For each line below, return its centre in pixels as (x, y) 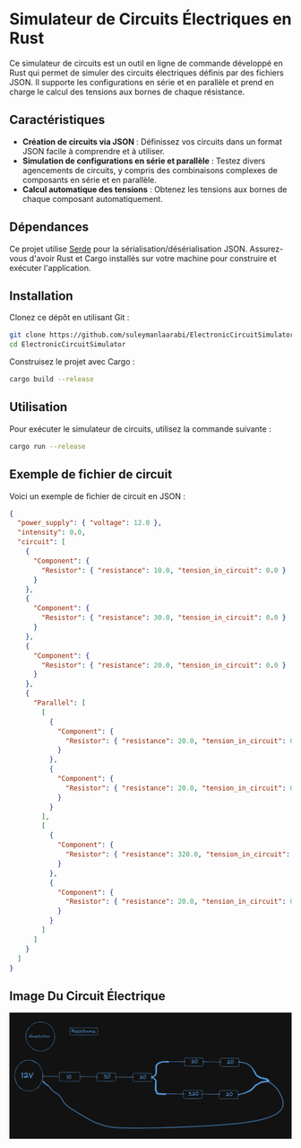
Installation (41, 296)
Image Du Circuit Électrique (87, 996)
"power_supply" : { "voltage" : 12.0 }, (90, 523)
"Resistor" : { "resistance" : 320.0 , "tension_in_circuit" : (178, 854)
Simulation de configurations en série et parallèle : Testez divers (144, 161)
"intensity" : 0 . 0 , (52, 533)
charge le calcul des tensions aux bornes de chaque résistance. (127, 92)
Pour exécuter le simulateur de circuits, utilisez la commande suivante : (140, 429)
